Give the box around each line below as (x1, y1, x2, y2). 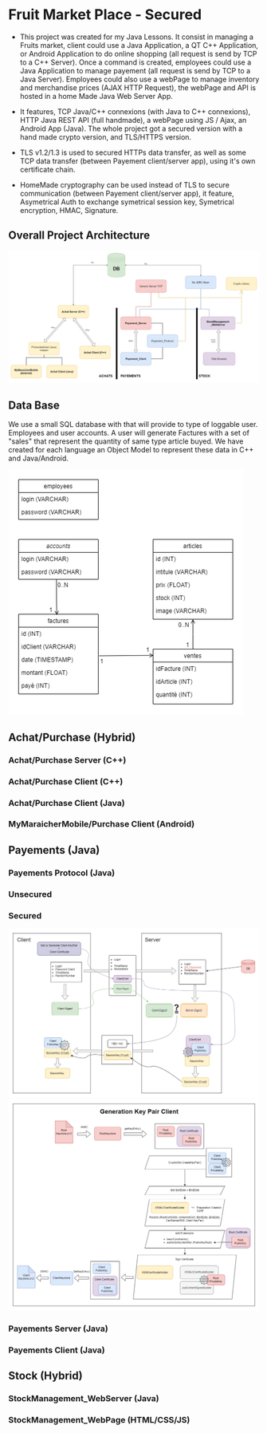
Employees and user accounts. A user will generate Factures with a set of (8, 428, 249, 438)
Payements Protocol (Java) (8, 867, 116, 878)
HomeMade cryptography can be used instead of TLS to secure (19, 180, 230, 189)
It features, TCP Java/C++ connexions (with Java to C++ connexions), (19, 106, 251, 116)
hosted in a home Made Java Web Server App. (19, 91, 174, 101)
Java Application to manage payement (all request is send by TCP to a (19, 65, 251, 75)
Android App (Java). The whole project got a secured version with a (19, 124, 243, 133)
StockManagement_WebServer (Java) (8, 1392, 159, 1403)
